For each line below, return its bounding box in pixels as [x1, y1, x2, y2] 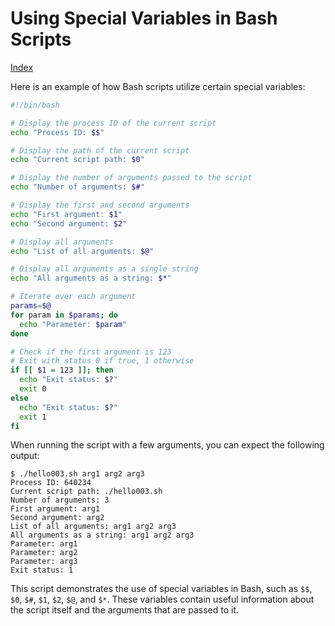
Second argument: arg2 [10, 513, 105, 523]
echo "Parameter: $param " [19, 319, 128, 329]
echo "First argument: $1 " [10, 209, 123, 219]
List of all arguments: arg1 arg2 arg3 [10, 522, 177, 532]
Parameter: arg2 [10, 548, 78, 558]
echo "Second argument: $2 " [10, 218, 128, 229]
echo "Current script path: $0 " [10, 155, 145, 165]
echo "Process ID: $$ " [10, 127, 105, 137]
